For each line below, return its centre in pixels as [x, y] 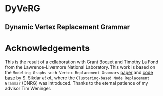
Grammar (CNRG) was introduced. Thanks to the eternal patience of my [77, 83]
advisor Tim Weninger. [28, 88]
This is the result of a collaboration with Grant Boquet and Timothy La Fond [82, 62]
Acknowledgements [48, 48]
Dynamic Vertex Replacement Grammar [68, 27]
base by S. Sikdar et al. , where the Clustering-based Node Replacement [77, 78]
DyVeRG [23, 9]
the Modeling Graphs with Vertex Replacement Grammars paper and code [79, 72]
